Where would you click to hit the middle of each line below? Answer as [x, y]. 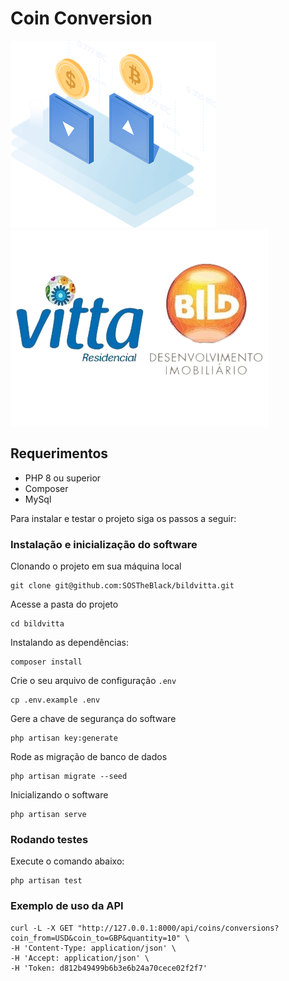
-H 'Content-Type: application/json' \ [93, 948]
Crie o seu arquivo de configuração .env [93, 681]
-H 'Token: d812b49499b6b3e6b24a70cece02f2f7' [109, 968]
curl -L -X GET [42, 928]
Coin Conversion [81, 18]
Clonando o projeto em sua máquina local [96, 566]
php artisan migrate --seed [69, 777]
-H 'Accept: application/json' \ [80, 958]
